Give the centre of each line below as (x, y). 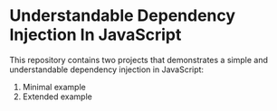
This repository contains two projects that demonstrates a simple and (139, 60)
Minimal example (54, 87)
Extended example (57, 97)
